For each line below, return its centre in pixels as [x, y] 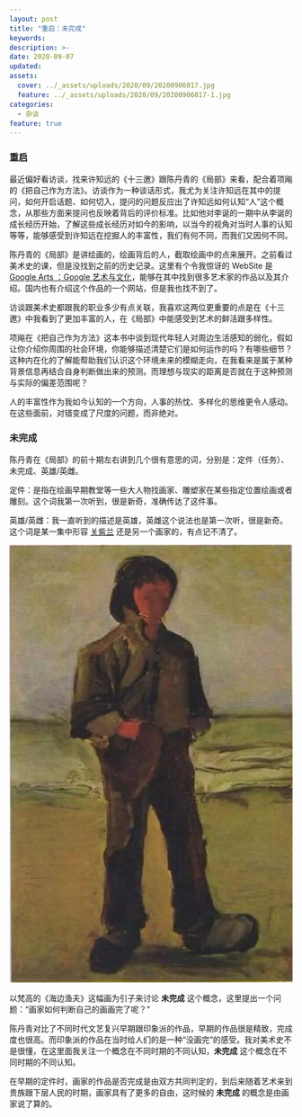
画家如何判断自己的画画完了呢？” [89, 1009]
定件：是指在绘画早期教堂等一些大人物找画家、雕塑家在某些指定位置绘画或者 [151, 489]
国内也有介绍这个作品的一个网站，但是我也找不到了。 [123, 288]
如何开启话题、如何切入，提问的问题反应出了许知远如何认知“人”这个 [151, 201]
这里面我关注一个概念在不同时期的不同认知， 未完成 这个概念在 [164, 1050]
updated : [26, 67]
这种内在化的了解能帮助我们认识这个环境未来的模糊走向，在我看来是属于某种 [151, 360]
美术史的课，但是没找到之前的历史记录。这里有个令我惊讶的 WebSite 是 [141, 265]
